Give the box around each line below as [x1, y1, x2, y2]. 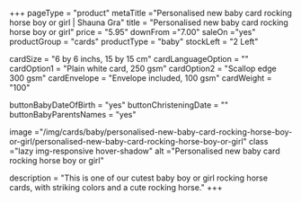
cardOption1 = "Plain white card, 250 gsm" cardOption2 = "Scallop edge [9, 63, 277, 74]
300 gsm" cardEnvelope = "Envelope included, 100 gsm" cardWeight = [9, 73, 272, 83]
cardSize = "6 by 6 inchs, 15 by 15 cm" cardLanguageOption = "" [9, 54, 249, 64]
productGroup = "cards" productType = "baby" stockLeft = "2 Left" [9, 36, 259, 47]
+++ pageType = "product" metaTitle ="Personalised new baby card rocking [9, 8, 292, 18]
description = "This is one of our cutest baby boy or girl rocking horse [9, 172, 268, 183]
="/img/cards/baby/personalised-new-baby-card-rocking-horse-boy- [34, 127, 293, 137]
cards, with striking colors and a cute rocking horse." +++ [9, 182, 223, 192]
